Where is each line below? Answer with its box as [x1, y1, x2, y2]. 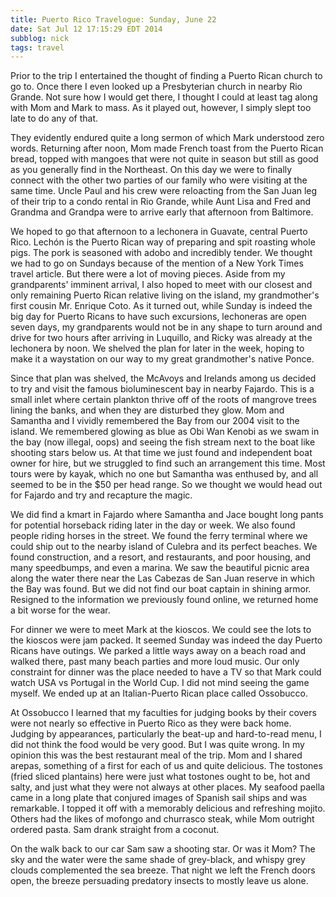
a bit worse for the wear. [10, 604, 111, 616]
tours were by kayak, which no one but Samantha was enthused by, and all [10, 468, 319, 480]
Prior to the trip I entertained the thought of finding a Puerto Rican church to [10, 70, 323, 82]
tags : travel [10, 42, 65, 53]
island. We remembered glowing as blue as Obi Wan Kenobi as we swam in [10, 426, 320, 438]
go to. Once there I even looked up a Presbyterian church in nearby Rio [10, 81, 303, 93]
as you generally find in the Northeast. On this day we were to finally [10, 164, 293, 176]
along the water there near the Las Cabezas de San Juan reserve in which [10, 572, 315, 585]
